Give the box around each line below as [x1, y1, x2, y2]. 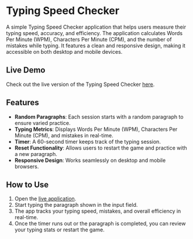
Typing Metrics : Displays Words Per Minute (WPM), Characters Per [14, 126, 178, 133]
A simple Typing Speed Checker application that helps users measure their [6, 23, 186, 30]
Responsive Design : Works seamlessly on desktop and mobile [14, 157, 166, 164]
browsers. [14, 162, 39, 170]
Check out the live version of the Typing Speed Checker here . [6, 81, 155, 88]
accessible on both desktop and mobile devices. [6, 48, 123, 55]
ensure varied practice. [14, 119, 71, 126]
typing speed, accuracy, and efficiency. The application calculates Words [6, 29, 183, 36]
